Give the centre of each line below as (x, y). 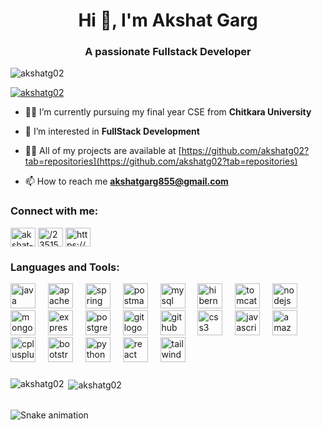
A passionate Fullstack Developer (168, 52)
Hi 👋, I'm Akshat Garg (168, 20)
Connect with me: (54, 211)
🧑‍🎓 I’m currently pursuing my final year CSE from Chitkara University (168, 112)
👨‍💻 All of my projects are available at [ (103, 151)
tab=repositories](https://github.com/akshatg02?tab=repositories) (161, 161)
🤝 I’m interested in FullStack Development (112, 131)
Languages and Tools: (65, 267)
